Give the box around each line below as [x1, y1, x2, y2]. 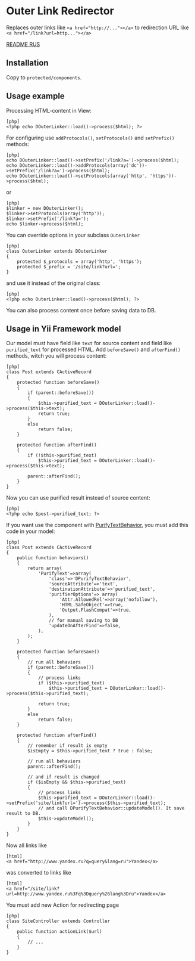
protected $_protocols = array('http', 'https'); [17, 258, 143, 265]
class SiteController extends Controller [6, 918, 111, 925]
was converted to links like [6, 869, 71, 876]
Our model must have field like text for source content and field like [6, 340, 172, 347]
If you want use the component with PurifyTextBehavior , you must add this [6, 522, 188, 529]
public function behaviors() [17, 555, 89, 561]
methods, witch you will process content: [6, 352, 107, 359]
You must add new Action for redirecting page [6, 901, 119, 909]
